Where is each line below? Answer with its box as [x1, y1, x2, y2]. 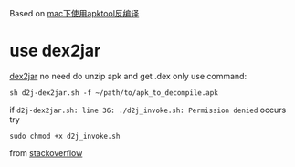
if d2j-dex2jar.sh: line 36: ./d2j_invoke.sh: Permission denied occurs [9, 104, 287, 115]
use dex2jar [9, 40, 101, 61]
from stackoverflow [9, 147, 83, 158]
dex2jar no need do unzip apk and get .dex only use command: [9, 70, 248, 81]
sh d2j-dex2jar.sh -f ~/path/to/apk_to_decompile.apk [9, 88, 219, 98]
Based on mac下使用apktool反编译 [9, 8, 140, 18]
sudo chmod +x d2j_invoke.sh [9, 131, 121, 141]
